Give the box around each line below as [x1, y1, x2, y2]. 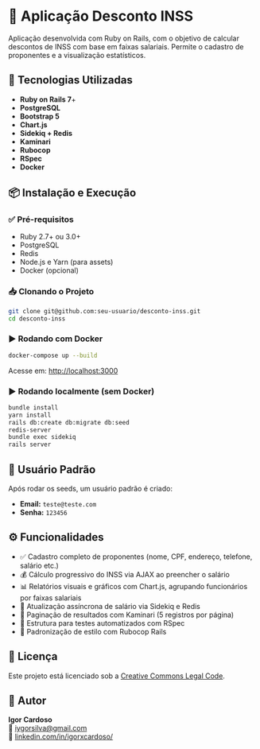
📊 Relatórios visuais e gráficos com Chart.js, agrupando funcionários [19, 581, 248, 591]
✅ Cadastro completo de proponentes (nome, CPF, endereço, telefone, [19, 552, 253, 561]
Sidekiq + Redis [19, 128, 73, 138]
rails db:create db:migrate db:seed [8, 418, 130, 426]
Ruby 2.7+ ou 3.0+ [19, 232, 81, 242]
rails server [8, 440, 52, 448]
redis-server [8, 425, 52, 434]
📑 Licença [8, 650, 58, 663]
